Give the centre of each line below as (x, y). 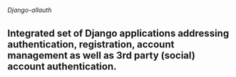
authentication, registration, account (91, 45)
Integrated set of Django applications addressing (118, 34)
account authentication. (62, 67)
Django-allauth (30, 10)
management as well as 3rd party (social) (102, 55)
